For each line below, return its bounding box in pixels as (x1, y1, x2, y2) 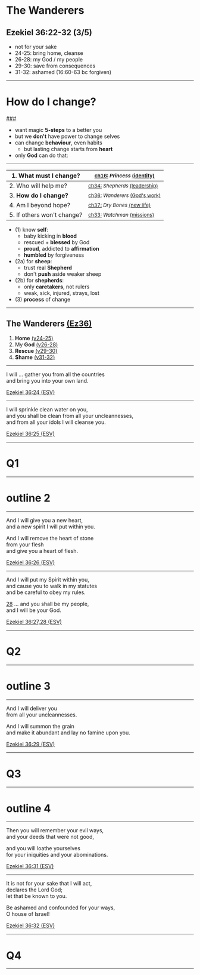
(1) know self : (14, 226, 49, 233)
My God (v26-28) (14, 341, 58, 348)
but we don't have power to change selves (14, 133, 120, 140)
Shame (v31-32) (14, 353, 55, 361)
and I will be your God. (6, 607, 61, 614)
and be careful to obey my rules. (6, 589, 86, 596)
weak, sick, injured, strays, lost (23, 289, 99, 296)
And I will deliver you (6, 705, 58, 712)
